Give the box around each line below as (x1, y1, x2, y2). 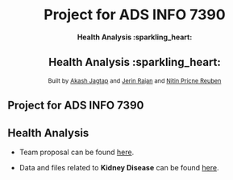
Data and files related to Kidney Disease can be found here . (19, 162, 219, 172)
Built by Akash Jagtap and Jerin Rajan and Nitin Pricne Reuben (48, 76, 222, 85)
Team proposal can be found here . (19, 147, 135, 157)
